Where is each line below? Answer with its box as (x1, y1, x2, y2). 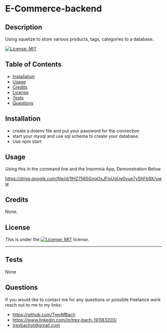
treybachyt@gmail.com (12, 322, 61, 328)
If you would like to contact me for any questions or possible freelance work (5, 297, 161, 303)
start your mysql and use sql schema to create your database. (12, 133, 140, 139)
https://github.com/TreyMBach (12, 312, 76, 318)
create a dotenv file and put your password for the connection (12, 128, 140, 134)
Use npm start (12, 138, 42, 144)
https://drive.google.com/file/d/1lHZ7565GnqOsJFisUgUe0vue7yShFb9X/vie (5, 176, 162, 182)
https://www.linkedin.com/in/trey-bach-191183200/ (12, 317, 117, 323)
